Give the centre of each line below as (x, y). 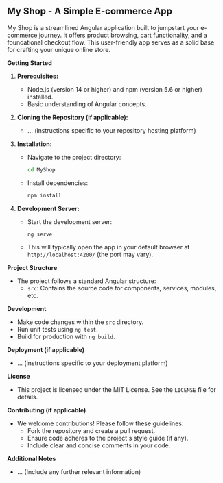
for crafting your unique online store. (59, 49)
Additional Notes (32, 459)
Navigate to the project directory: (74, 157)
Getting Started (30, 63)
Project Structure (32, 268)
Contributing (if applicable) (47, 410)
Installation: (35, 144)
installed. (40, 97)
